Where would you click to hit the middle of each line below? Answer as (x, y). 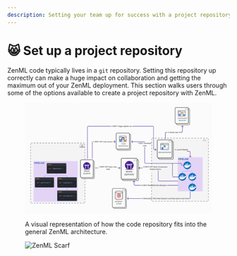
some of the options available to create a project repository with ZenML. (112, 92)
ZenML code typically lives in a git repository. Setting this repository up (112, 70)
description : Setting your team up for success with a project (102, 15)
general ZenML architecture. (66, 231)
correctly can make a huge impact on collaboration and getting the (104, 78)
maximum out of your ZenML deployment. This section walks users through (117, 85)
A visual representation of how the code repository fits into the (116, 224)
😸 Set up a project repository (95, 50)
